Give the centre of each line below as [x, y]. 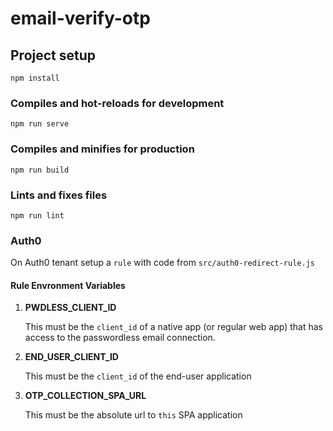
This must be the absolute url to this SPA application [133, 415]
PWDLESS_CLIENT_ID [70, 308]
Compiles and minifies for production [102, 149]
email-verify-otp [80, 18]
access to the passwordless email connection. [120, 338]
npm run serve [40, 124]
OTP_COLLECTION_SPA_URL [85, 396]
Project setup [53, 55]
